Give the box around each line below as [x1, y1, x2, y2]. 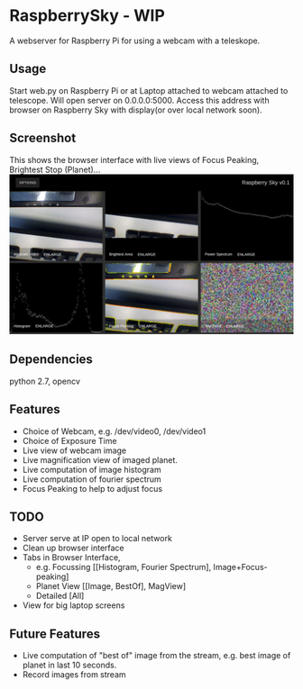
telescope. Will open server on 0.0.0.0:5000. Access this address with [9, 95, 270, 105]
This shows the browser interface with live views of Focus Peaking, [9, 154, 260, 165]
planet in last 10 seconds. [22, 659, 117, 671]
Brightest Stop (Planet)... [9, 164, 101, 175]
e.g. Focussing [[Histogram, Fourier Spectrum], [35, 562, 212, 573]
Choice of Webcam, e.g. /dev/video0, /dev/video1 [22, 425, 207, 437]
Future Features [9, 626, 101, 641]
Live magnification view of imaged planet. [22, 454, 179, 465]
